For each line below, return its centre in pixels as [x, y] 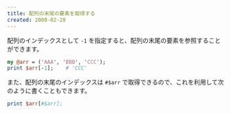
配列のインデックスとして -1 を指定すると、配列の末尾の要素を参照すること [114, 40]
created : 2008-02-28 [37, 20]
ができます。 [25, 49]
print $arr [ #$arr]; [35, 104]
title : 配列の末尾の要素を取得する [51, 13]
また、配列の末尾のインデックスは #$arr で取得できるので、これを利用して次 [116, 82]
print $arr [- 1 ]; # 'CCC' [47, 68]
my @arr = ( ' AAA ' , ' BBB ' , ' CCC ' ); [57, 62]
